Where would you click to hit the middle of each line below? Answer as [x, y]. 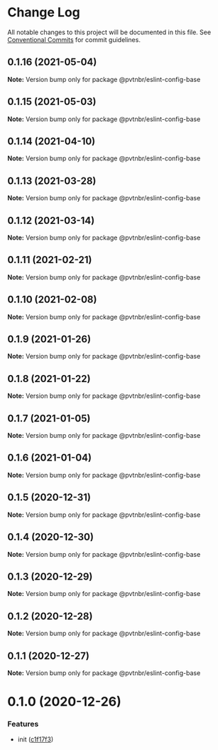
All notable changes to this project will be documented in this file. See [109, 32]
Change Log [44, 12]
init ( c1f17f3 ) [36, 739]
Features [23, 724]
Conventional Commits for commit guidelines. [74, 39]
